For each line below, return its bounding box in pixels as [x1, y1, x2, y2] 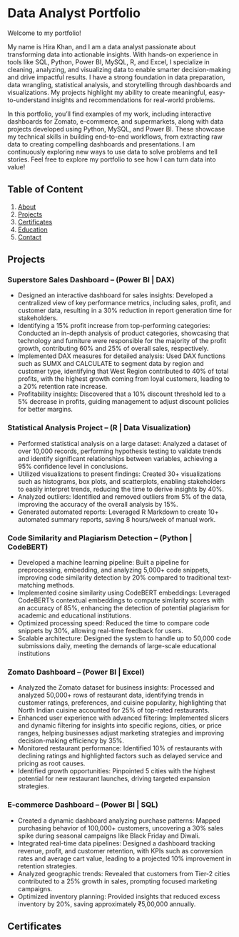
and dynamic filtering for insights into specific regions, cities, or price [17, 721, 223, 730]
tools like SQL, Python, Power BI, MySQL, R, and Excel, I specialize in [7, 57, 210, 66]
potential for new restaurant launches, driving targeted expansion [17, 774, 210, 783]
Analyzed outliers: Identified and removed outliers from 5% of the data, [17, 492, 227, 501]
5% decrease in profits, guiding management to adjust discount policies [17, 397, 230, 406]
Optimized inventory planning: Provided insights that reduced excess [17, 892, 220, 901]
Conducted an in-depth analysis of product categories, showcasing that [17, 329, 230, 337]
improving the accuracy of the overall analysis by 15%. [17, 500, 178, 508]
